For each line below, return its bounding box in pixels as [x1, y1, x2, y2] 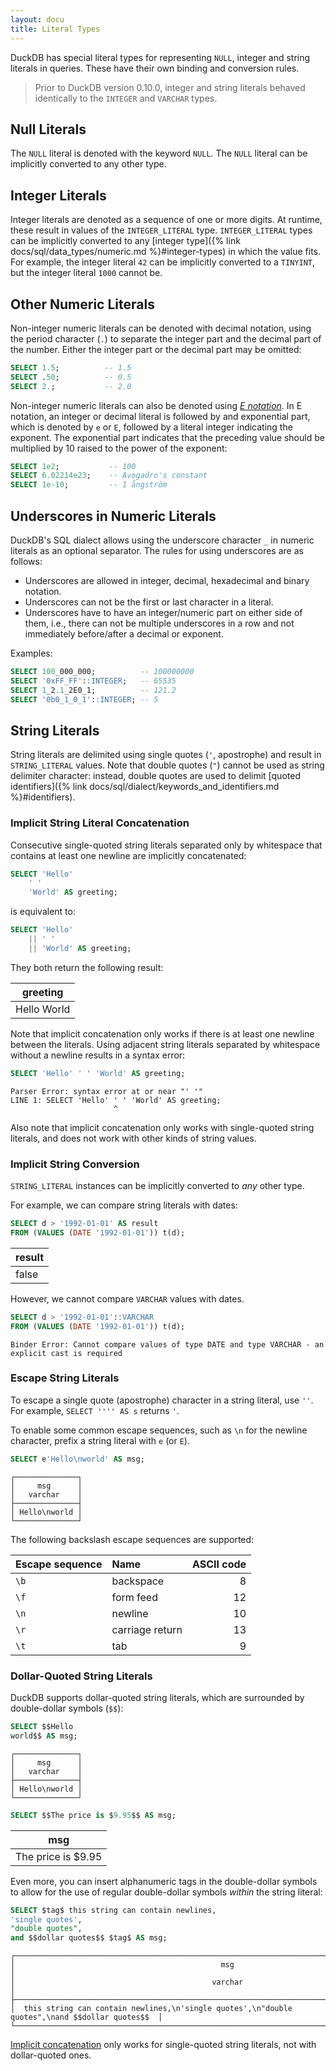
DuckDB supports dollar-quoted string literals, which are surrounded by [10, 1692, 305, 1703]
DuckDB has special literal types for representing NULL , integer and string [10, 51, 311, 63]
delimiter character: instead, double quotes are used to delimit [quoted [10, 770, 301, 782]
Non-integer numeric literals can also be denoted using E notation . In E [10, 399, 303, 411]
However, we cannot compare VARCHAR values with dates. [10, 1292, 245, 1305]
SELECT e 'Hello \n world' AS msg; [10, 1454, 145, 1464]
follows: [10, 556, 43, 567]
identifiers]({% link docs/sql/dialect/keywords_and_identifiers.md [10, 781, 280, 793]
